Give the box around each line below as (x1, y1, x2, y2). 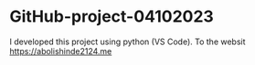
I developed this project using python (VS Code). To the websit (9, 36, 246, 47)
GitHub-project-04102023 (9, 6, 215, 27)
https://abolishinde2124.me (9, 45, 112, 56)
